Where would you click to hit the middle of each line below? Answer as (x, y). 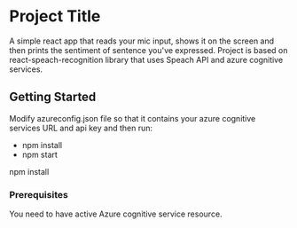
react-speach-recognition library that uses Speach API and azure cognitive (146, 59)
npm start (39, 154)
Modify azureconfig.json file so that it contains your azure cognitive (133, 118)
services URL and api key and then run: (81, 128)
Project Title (55, 16)
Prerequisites (39, 194)
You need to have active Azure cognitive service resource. (116, 214)
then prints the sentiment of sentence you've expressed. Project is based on (148, 50)
